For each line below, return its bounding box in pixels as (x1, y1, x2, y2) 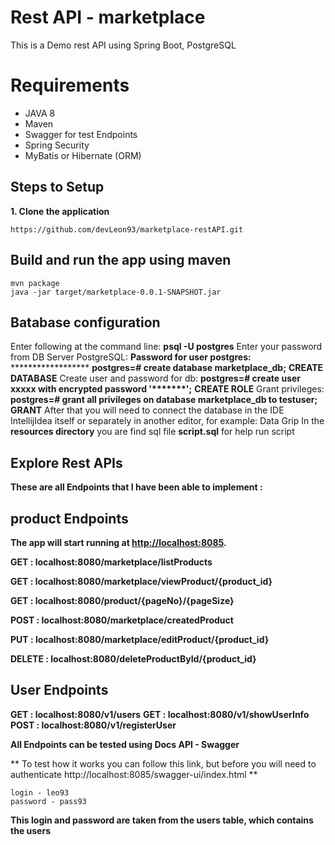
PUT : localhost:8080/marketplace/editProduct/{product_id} (10, 633, 270, 645)
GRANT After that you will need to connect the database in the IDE (10, 404, 285, 416)
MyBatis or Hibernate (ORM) (24, 149, 142, 161)
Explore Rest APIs (10, 454, 123, 471)
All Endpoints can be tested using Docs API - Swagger (10, 738, 240, 750)
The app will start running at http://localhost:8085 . (10, 536, 227, 548)
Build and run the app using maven (10, 252, 232, 269)
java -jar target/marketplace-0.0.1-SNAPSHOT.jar (10, 287, 222, 297)
